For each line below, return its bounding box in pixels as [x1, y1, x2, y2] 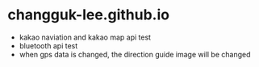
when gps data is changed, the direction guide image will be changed [19, 49, 251, 59]
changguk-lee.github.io [7, 6, 170, 24]
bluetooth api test [19, 40, 78, 50]
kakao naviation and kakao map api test [19, 32, 151, 42]
